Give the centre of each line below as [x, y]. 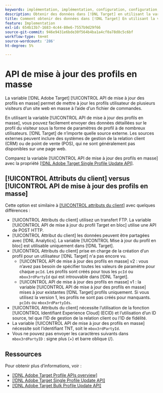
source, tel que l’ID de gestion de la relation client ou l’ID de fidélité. [79, 318]
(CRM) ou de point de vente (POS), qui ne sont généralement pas [70, 143]
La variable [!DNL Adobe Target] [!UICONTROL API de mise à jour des [75, 98]
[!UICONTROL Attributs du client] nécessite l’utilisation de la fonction [81, 308]
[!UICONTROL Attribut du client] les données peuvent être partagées [81, 235]
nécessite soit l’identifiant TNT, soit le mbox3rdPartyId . [66, 328]
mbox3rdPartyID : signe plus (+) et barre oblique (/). [63, 339]
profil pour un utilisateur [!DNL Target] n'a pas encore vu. [69, 256]
